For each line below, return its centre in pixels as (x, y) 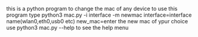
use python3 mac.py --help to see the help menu (68, 27)
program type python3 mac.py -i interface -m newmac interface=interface (99, 15)
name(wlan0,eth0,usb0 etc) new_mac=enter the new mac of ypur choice (97, 21)
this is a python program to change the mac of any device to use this (92, 9)
